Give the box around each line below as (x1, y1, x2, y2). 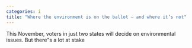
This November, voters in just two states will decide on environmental (6, 30, 176, 37)
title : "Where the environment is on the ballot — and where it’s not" (6, 14, 187, 20)
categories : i (6, 8, 41, 15)
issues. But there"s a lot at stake (6, 36, 85, 43)
